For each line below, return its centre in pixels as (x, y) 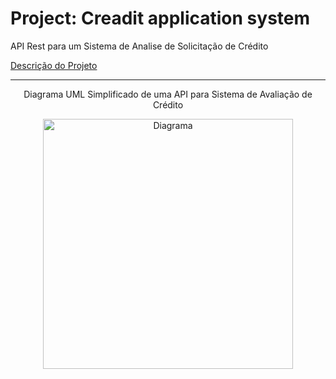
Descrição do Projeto (54, 65)
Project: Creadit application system (160, 18)
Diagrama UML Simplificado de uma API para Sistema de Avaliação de (168, 94)
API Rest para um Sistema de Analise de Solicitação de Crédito (139, 46)
